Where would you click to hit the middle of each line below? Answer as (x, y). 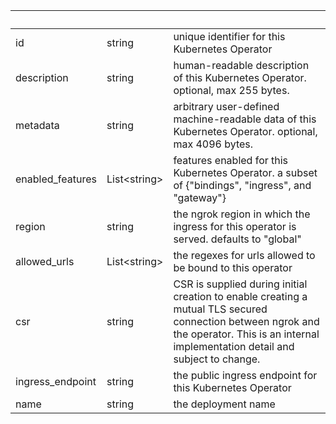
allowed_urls (45, 261)
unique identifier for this (229, 36)
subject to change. (217, 359)
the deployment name (224, 404)
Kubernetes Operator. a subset (245, 172)
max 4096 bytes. (213, 144)
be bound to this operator (233, 267)
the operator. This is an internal (246, 334)
